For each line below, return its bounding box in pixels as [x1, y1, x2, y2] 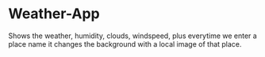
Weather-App [8, 5, 101, 23]
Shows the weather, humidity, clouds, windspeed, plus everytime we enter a [8, 31, 258, 40]
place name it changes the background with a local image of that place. [8, 39, 242, 48]
